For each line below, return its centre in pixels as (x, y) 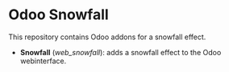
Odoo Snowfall (58, 15)
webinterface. (43, 61)
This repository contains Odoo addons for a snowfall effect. (107, 37)
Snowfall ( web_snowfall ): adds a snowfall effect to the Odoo (121, 52)
